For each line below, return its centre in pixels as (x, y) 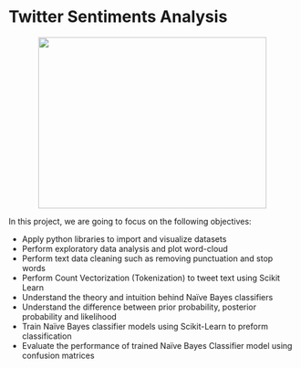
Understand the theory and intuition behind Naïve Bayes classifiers (147, 297)
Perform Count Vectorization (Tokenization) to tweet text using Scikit (150, 278)
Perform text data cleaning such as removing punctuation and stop (147, 258)
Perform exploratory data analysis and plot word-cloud (125, 248)
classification (47, 336)
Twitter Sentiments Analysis (118, 17)
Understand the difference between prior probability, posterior (139, 307)
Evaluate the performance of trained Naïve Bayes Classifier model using (157, 345)
